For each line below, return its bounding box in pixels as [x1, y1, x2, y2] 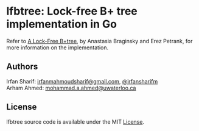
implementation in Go [6, 17, 117, 31]
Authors [6, 62, 38, 72]
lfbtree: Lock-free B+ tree [6, 4, 138, 18]
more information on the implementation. [6, 44, 109, 51]
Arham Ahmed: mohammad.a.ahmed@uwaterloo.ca [6, 84, 136, 91]
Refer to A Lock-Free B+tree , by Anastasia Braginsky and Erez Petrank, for [6, 37, 193, 44]
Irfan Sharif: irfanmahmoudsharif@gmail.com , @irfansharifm [6, 77, 158, 85]
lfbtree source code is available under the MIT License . [6, 118, 145, 126]
